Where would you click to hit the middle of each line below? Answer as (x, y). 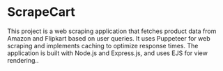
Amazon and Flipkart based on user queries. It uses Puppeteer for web (109, 38)
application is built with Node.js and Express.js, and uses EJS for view (107, 53)
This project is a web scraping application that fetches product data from (112, 31)
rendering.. (23, 60)
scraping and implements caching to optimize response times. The (103, 45)
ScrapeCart (41, 12)
